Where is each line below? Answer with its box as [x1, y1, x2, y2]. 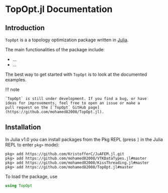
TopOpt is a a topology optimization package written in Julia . [5, 37, 129, 43]
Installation [5, 123, 41, 132]
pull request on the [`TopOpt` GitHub [5, 105, 86, 110]
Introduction [5, 24, 45, 32]
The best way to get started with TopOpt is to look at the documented [5, 71, 147, 77]
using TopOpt [5, 183, 33, 188]
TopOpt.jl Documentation [5, 4, 113, 15]
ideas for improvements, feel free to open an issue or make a [5, 101, 140, 106]
